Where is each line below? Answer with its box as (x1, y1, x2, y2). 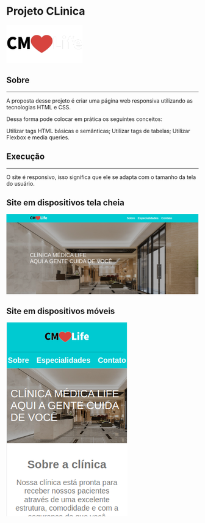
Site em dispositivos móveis (6, 305, 115, 316)
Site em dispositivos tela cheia (6, 197, 125, 208)
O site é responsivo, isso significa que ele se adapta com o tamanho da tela (6, 173, 196, 181)
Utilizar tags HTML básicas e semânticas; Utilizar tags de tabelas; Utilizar (6, 127, 190, 134)
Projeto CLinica (6, 4, 85, 18)
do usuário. (6, 180, 35, 187)
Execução (6, 152, 45, 162)
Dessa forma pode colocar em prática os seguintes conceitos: (6, 115, 163, 123)
